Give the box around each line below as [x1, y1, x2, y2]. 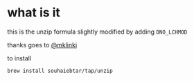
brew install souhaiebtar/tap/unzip [7, 67, 113, 74]
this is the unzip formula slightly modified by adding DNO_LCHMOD [7, 27, 188, 36]
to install [7, 54, 32, 62]
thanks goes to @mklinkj [7, 40, 78, 49]
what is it [7, 5, 61, 21]
